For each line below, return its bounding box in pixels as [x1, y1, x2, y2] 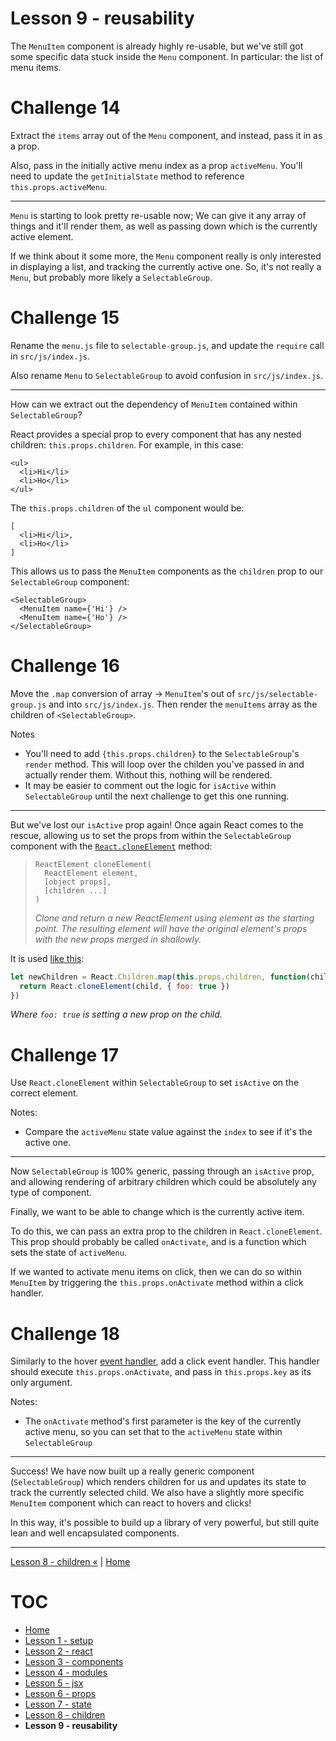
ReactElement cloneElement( [34, 859, 152, 869]
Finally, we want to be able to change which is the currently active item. [10, 1206, 305, 1218]
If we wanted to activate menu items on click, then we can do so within [10, 1266, 302, 1278]
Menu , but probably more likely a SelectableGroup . [10, 271, 213, 283]
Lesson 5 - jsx [24, 1677, 84, 1689]
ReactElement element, [44, 868, 139, 878]
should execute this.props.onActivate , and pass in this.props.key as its [10, 1366, 312, 1378]
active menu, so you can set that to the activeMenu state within [24, 1426, 283, 1438]
